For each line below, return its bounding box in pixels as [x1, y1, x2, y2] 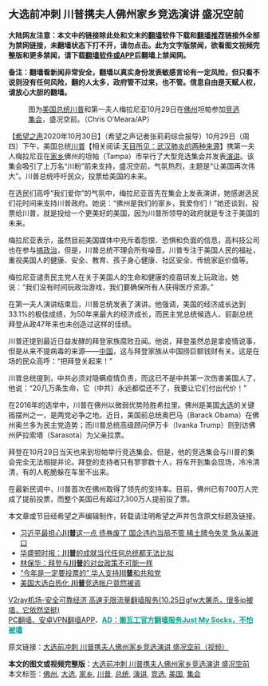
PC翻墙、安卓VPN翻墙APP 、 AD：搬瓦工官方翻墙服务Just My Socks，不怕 [8, 615, 254, 624]
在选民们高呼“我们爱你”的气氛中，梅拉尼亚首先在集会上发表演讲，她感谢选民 [8, 188, 259, 197]
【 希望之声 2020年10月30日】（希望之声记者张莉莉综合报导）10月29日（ [8, 131, 243, 141]
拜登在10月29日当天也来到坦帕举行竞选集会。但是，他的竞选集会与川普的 [8, 447, 248, 457]
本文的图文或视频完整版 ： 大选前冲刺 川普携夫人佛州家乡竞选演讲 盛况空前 [8, 659, 250, 668]
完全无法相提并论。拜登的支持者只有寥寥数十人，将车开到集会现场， [14, 457, 239, 466]
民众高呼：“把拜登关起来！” [22, 356, 113, 365]
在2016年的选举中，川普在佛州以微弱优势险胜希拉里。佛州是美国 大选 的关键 [8, 400, 255, 409]
